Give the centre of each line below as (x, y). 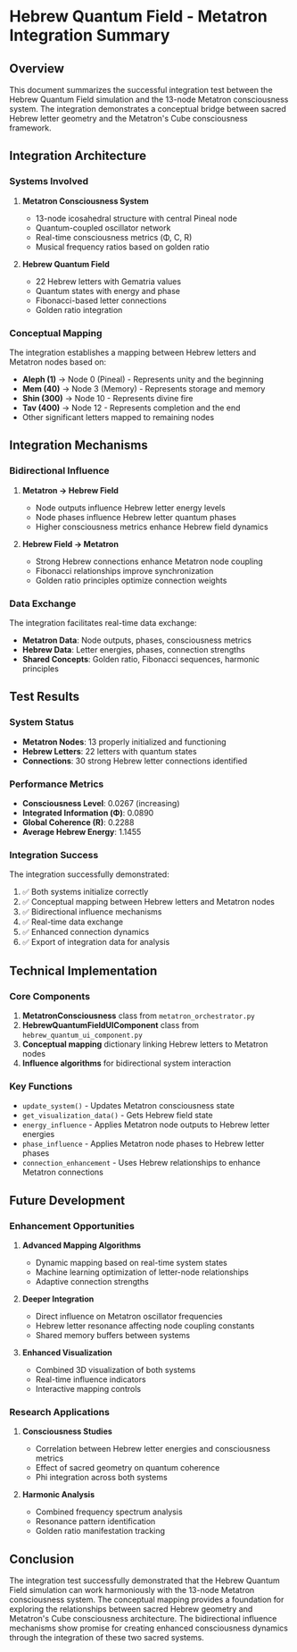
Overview (37, 68)
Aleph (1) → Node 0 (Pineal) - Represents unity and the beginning (143, 379)
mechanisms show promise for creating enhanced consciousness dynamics (148, 1628)
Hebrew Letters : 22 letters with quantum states (110, 751)
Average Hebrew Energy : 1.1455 (82, 831)
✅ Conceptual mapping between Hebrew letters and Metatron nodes (148, 902)
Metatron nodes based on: (58, 362)
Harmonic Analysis (58, 1495)
